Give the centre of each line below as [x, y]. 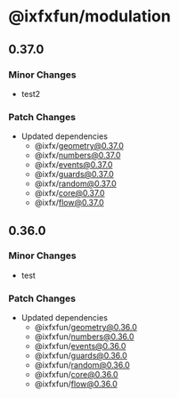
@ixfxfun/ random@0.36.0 [82, 365]
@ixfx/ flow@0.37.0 [69, 203]
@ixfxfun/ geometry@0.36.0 [85, 328]
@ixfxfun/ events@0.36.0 [80, 346]
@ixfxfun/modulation [89, 16]
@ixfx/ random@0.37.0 [75, 183]
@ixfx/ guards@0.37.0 [74, 175]
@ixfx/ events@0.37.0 [73, 165]
